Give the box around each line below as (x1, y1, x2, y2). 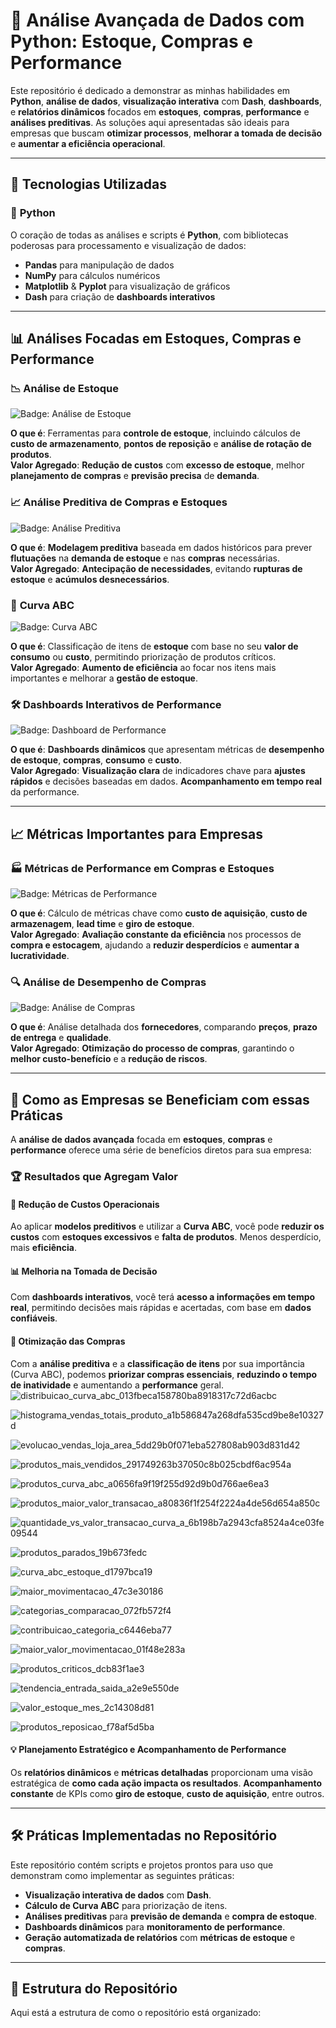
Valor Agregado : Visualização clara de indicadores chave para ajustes (10, 765, 306, 777)
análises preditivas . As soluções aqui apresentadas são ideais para (10, 116, 290, 128)
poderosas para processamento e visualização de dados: (10, 239, 247, 251)
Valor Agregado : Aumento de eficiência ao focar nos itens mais (10, 661, 277, 673)
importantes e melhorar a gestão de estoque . (10, 672, 198, 684)
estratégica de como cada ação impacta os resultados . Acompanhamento (10, 1777, 323, 1789)
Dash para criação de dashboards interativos (24, 290, 216, 303)
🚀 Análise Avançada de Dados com (10, 9, 305, 32)
